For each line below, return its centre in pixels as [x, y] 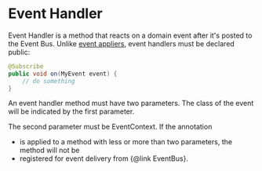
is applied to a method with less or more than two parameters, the [126, 142]
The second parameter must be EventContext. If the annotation [110, 127]
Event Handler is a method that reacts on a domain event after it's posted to [130, 35]
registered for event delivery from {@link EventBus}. [104, 158]
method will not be [49, 151]
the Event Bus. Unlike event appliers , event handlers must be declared [122, 43]
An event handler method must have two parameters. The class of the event [131, 104]
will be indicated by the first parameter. [71, 111]
